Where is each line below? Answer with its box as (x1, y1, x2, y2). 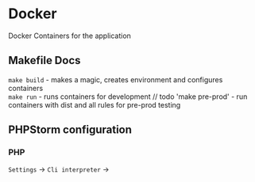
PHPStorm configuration (8, 123, 133, 137)
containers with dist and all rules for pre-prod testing (8, 100, 181, 109)
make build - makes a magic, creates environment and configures (8, 74, 223, 84)
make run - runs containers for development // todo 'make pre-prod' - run (8, 92, 248, 101)
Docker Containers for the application (8, 31, 131, 40)
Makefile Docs (8, 54, 81, 67)
